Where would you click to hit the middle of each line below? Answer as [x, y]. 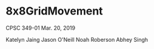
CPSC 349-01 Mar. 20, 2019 [41, 28]
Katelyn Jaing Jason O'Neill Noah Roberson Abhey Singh [77, 39]
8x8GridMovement [55, 11]
